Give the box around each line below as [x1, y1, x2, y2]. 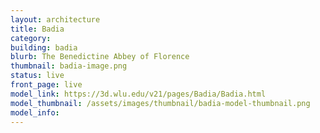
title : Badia [10, 24, 65, 34]
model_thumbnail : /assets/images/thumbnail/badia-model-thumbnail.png [10, 98, 311, 108]
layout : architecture [10, 14, 101, 25]
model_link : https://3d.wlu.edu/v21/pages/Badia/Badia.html [10, 89, 267, 99]
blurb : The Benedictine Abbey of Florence [10, 52, 190, 62]
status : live [10, 71, 65, 81]
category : [10, 33, 52, 43]
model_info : [10, 107, 60, 118]
